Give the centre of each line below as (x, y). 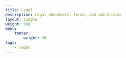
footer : (22, 33)
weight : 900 (18, 24)
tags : (11, 43)
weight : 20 (35, 38)
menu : (11, 29)
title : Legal (19, 10)
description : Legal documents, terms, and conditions (64, 15)
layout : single (21, 19)
